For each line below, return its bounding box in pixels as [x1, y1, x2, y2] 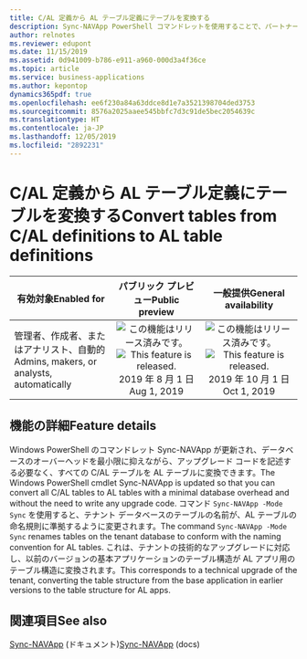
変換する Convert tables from [58, 205, 278, 226]
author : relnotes [9, 30, 76, 39]
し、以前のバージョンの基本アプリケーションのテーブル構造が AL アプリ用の [9, 553, 296, 564]
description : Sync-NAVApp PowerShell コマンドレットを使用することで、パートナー [9, 22, 300, 31]
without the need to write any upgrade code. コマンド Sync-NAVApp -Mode [9, 497, 283, 508]
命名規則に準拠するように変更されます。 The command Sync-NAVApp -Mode [9, 520, 288, 531]
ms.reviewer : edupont [9, 38, 92, 48]
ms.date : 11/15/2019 [9, 47, 89, 57]
